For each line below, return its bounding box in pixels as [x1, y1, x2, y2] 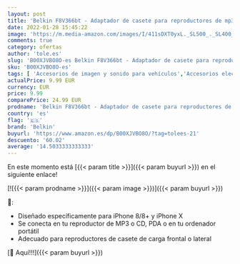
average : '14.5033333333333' [7, 143, 94, 151]
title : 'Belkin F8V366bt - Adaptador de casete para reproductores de [7, 17, 222, 24]
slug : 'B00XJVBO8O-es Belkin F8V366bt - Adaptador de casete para [7, 57, 209, 64]
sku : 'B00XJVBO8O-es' [7, 64, 72, 71]
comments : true [7, 37, 53, 44]
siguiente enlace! [7, 171, 58, 179]
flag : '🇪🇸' [7, 116, 43, 123]
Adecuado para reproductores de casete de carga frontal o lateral [17, 235, 212, 243]
